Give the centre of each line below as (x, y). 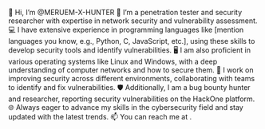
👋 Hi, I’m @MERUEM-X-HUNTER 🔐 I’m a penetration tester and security (125, 12)
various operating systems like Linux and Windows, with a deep (113, 61)
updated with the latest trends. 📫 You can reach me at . (100, 117)
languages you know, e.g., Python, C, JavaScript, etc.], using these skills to (132, 41)
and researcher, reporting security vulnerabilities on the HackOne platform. (132, 99)
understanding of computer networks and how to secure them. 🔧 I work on (131, 70)
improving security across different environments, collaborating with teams (132, 78)
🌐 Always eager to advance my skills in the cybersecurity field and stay (126, 107)
